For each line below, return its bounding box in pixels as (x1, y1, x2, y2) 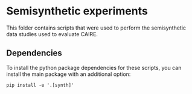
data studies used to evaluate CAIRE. (6, 30, 98, 37)
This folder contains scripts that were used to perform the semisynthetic (6, 24, 186, 31)
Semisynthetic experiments (6, 4, 148, 18)
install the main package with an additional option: (6, 70, 131, 78)
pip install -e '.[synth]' (6, 82, 74, 88)
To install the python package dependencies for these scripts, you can (6, 64, 182, 71)
